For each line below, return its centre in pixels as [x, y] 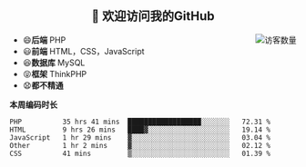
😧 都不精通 [43, 85]
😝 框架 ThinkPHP [55, 74]
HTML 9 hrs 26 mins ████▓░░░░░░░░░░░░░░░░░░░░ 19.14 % [140, 130]
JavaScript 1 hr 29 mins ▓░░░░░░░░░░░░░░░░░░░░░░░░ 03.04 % [140, 138]
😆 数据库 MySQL [54, 63]
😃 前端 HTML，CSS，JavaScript [83, 51]
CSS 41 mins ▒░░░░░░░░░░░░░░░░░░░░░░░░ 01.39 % [140, 153]
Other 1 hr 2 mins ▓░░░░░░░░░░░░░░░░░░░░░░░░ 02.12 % [140, 145]
